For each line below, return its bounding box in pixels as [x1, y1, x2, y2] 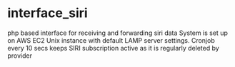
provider [7, 51, 32, 60]
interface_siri [7, 5, 88, 21]
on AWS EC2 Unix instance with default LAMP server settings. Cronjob [7, 36, 216, 44]
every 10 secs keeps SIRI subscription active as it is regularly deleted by [7, 43, 219, 52]
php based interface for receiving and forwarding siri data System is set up [7, 29, 229, 37]
